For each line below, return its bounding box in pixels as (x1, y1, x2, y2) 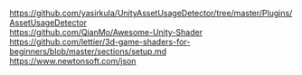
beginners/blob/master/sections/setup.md (9, 46, 167, 57)
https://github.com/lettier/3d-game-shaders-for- (9, 36, 191, 47)
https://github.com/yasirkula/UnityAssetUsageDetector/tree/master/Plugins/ (9, 8, 293, 18)
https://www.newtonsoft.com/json (9, 56, 137, 66)
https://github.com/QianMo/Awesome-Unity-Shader (9, 27, 203, 37)
